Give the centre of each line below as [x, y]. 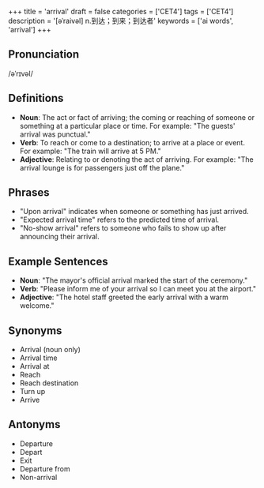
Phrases [29, 193]
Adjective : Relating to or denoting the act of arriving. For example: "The [137, 159]
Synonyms [35, 330]
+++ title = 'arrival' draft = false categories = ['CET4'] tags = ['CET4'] [121, 11]
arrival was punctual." [55, 134]
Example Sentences [58, 261]
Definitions [36, 98]
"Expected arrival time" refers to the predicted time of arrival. [119, 220]
